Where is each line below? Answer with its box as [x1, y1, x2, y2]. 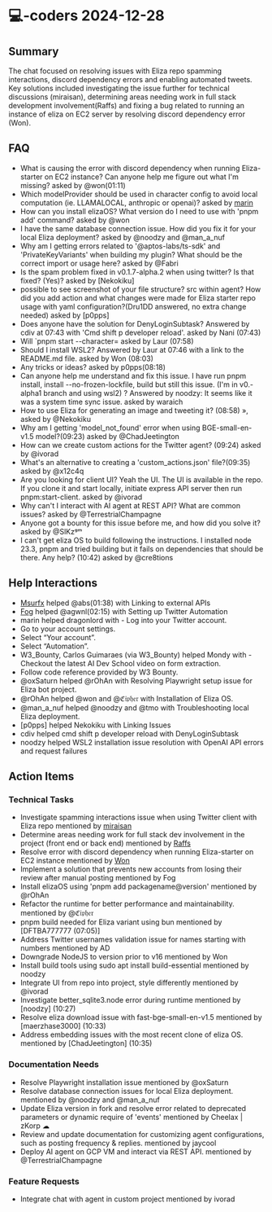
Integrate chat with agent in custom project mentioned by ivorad [19, 1194, 235, 1204]
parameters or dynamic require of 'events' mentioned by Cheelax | [19, 1112, 244, 1122]
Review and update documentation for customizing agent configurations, [19, 1129, 265, 1139]
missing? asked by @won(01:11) [19, 180, 126, 190]
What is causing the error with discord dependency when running [19, 163, 240, 173]
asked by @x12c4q [19, 466, 84, 476]
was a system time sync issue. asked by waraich [19, 397, 183, 406]
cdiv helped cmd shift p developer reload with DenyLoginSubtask [19, 728, 240, 738]
